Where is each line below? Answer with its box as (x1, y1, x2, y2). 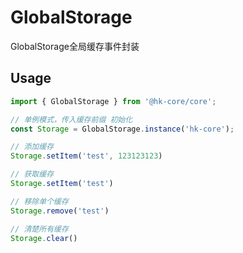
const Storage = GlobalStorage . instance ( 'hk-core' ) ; (10, 124, 235, 134)
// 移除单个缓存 (10, 196, 69, 206)
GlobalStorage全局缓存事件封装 (10, 40, 140, 52)
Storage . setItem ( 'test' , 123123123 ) (10, 151, 163, 161)
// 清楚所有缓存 (10, 224, 69, 234)
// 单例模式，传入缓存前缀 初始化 (10, 114, 133, 125)
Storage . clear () (10, 233, 78, 243)
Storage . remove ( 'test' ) (10, 206, 110, 216)
